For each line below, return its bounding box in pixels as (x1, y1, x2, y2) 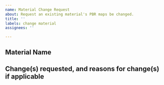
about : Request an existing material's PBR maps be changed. (5, 12, 134, 17)
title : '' (5, 16, 26, 21)
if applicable (5, 72, 45, 81)
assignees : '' (5, 26, 35, 30)
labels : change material (5, 21, 56, 26)
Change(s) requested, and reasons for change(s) (5, 64, 160, 73)
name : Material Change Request (5, 7, 70, 12)
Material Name (5, 48, 52, 57)
